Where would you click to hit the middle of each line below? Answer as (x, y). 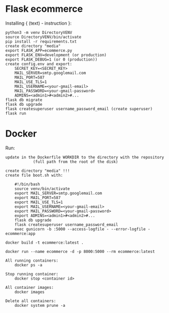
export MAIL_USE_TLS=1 (39, 202)
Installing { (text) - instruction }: (39, 23)
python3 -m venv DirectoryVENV (39, 32)
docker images (30, 292)
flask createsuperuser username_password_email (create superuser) (79, 109)
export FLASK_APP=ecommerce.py (39, 50)
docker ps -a (29, 265)
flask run (16, 113)
